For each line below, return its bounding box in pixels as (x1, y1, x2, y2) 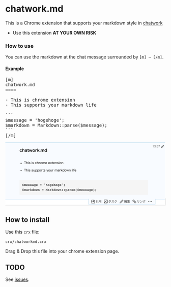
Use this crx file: (5, 229, 40, 235)
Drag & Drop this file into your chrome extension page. (5, 248, 120, 254)
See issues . (5, 276, 30, 282)
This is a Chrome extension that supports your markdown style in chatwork (5, 20, 163, 26)
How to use (5, 42, 34, 49)
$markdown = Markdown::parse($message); (5, 122, 108, 129)
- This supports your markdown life (5, 102, 97, 108)
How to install (5, 215, 50, 224)
